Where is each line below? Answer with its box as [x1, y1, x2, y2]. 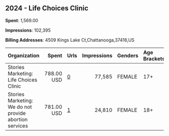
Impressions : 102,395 [5, 27, 51, 33]
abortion [8, 116, 28, 123]
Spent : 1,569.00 [5, 17, 39, 23]
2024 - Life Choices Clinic [5, 4, 89, 13]
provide [8, 109, 26, 116]
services [8, 122, 28, 129]
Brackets [143, 55, 165, 62]
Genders [117, 52, 138, 59]
